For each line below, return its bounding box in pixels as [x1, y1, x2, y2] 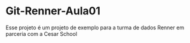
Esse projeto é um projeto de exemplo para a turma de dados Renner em [5, 24, 185, 31]
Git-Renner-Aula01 [5, 4, 101, 18]
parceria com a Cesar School [5, 30, 78, 37]
